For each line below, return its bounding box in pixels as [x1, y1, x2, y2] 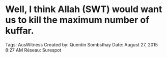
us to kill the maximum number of [5, 14, 150, 26]
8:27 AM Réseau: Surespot [5, 47, 62, 53]
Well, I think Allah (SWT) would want [5, 4, 162, 15]
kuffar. [5, 25, 34, 36]
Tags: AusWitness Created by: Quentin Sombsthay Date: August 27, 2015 [5, 41, 158, 47]
